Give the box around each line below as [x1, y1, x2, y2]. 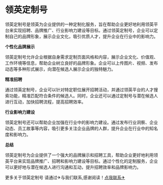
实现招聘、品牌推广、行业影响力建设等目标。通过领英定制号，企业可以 [13, 27, 154, 33]
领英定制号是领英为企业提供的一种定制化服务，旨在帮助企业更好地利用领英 [5, 21, 154, 27]
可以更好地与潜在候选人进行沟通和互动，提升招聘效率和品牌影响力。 [5, 164, 141, 170]
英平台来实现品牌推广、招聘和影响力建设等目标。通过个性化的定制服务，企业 [5, 158, 158, 164]
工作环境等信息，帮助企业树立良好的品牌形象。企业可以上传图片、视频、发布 [5, 60, 158, 66]
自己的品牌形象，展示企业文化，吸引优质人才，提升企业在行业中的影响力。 [9, 33, 158, 39]
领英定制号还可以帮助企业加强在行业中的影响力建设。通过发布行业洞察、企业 [5, 119, 158, 125]
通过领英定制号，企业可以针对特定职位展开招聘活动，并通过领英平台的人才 [5, 87, 154, 92]
